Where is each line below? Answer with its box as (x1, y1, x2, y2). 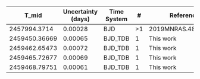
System (105, 15, 128, 23)
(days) (71, 15, 90, 23)
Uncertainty (62, 8, 98, 15)
